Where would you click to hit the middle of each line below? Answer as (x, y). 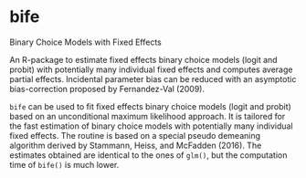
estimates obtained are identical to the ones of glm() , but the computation (148, 155)
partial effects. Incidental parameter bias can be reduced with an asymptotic (153, 79)
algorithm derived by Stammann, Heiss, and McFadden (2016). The (136, 145)
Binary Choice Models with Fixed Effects (85, 42)
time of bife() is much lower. (64, 164)
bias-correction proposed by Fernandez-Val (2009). (107, 89)
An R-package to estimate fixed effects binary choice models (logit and (143, 59)
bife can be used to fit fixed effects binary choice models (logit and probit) (151, 106)
